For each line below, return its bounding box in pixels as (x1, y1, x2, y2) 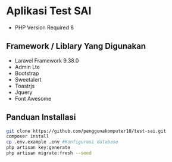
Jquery (14, 88, 33, 96)
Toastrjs (14, 82, 35, 89)
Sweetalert (14, 76, 42, 83)
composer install (6, 133, 49, 139)
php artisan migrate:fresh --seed (6, 150, 92, 156)
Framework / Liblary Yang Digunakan (6, 41, 146, 51)
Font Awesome (14, 95, 52, 102)
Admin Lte (14, 63, 40, 70)
